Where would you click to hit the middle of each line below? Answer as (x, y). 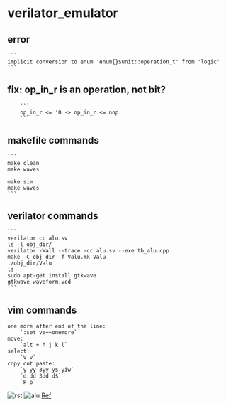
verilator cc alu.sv (38, 239)
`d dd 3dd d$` (41, 376)
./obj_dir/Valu (30, 263)
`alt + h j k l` (44, 345)
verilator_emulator (63, 13)
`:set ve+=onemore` (49, 333)
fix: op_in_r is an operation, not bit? (87, 90)
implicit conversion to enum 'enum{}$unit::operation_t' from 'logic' (114, 62)
